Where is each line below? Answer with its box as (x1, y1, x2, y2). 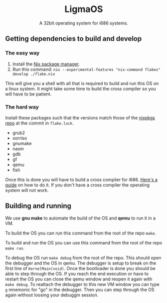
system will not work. (5, 187, 49, 193)
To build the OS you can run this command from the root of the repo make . (5, 230, 156, 236)
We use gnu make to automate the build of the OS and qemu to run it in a (5, 215, 156, 221)
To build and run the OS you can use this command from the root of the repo (5, 239, 163, 245)
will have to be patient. (5, 91, 52, 97)
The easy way (5, 49, 40, 56)
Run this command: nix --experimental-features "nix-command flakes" (12, 66, 161, 72)
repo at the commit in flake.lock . (5, 120, 74, 126)
